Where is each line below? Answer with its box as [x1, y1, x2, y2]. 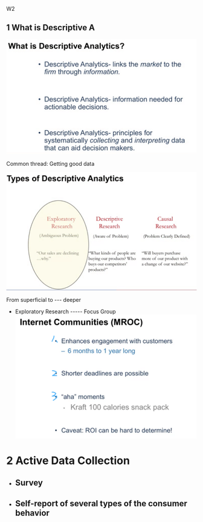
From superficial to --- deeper [6, 296, 82, 303]
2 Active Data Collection [6, 454, 130, 468]
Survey [14, 478, 43, 488]
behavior [14, 507, 50, 518]
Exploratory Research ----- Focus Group [14, 308, 116, 315]
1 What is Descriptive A [6, 22, 95, 33]
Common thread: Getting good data [6, 160, 95, 167]
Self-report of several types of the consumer [14, 498, 187, 509]
